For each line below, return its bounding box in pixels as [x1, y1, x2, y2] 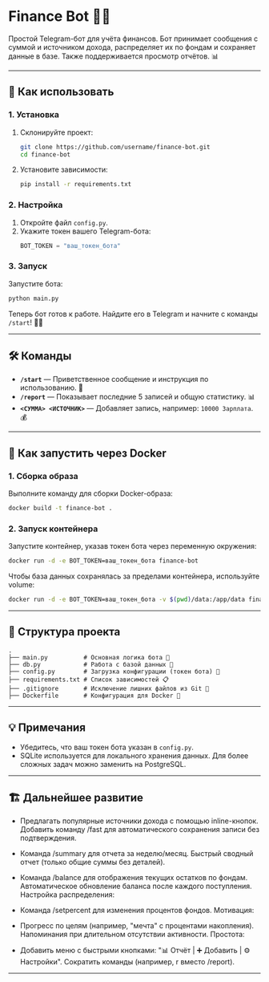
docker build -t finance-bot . [8, 505, 113, 513]
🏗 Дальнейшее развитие [8, 791, 144, 805]
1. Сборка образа [8, 470, 78, 481]
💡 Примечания [8, 721, 86, 735]
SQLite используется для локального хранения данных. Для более [19, 750, 249, 761]
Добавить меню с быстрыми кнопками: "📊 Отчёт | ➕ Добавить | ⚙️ [19, 946, 251, 956]
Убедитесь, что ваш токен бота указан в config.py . [19, 742, 195, 752]
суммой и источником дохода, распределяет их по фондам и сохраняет [8, 42, 256, 51]
